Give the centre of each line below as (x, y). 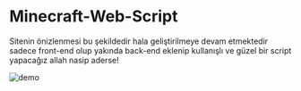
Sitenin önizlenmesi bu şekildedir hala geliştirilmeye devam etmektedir (139, 41)
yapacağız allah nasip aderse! (64, 60)
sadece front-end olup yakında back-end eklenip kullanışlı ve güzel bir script (150, 50)
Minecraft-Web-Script (94, 17)
